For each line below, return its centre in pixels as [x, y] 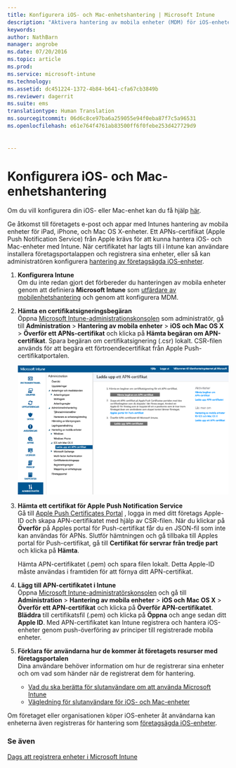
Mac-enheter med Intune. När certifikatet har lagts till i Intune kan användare [118, 246]
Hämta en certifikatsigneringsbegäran [74, 311]
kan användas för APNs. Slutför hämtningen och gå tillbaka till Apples [118, 536]
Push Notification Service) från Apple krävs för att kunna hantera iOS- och [115, 239]
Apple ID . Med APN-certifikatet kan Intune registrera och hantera [112, 623]
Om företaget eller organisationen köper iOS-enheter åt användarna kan [111, 715]
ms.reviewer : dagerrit [40, 96]
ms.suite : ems [28, 104]
